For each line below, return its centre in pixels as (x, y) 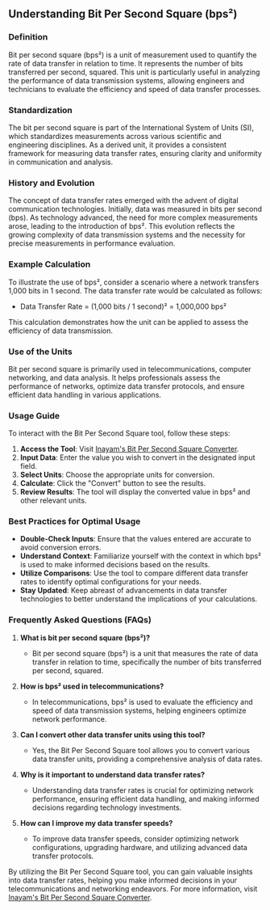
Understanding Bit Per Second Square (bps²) (123, 14)
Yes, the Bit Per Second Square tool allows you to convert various (141, 750)
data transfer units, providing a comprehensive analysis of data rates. (147, 759)
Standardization (40, 110)
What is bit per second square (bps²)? (85, 638)
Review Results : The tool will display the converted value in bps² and (135, 492)
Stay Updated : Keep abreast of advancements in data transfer (123, 591)
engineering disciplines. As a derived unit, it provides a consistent (118, 145)
